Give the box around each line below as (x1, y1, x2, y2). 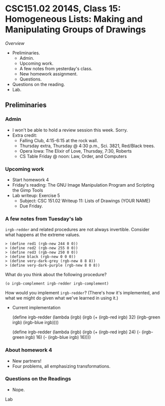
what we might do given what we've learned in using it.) (5, 295, 119, 301)
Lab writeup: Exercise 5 (12, 192, 60, 198)
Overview (5, 40, 25, 46)
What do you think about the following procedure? (5, 272, 107, 278)
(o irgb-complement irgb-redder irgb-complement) (5, 281, 109, 286)
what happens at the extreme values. (5, 232, 80, 238)
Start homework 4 (12, 176, 49, 183)
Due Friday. (19, 203, 43, 209)
